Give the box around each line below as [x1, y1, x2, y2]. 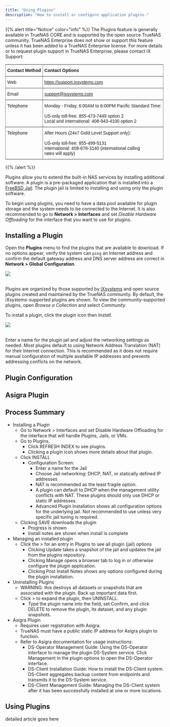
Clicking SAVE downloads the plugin [20, 519, 97, 525]
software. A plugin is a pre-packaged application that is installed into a [5, 179, 153, 185]
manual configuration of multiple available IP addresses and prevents [5, 353, 150, 359]
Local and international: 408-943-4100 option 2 [44, 118, 137, 124]
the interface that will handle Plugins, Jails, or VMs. [20, 432, 128, 439]
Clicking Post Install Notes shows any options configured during [27, 568, 162, 574]
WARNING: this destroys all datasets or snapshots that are [20, 584, 143, 590]
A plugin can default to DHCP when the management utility [35, 487, 159, 493]
